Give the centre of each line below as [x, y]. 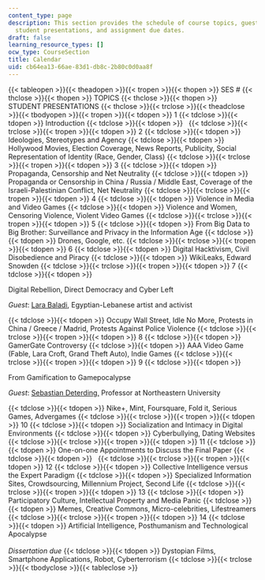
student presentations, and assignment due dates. [100, 30]
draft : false [30, 38]
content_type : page [40, 15]
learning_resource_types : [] [56, 45]
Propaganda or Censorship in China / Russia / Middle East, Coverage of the [131, 182]
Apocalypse [28, 533]
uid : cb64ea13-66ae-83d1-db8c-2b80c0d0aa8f [81, 67]
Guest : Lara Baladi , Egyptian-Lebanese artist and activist [101, 304]
